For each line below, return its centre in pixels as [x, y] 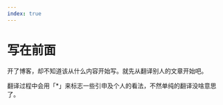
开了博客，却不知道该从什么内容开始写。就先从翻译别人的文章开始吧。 [107, 71]
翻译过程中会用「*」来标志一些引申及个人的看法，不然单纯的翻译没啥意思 [112, 86]
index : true [24, 14]
